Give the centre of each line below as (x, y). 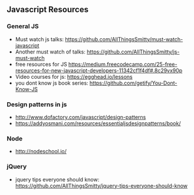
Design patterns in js (37, 104)
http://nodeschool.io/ (41, 152)
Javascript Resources (48, 10)
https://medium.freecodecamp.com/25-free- (123, 64)
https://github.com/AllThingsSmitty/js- (133, 52)
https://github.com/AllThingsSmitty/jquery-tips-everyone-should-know (101, 186)
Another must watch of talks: (50, 52)
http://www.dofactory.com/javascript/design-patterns (80, 117)
